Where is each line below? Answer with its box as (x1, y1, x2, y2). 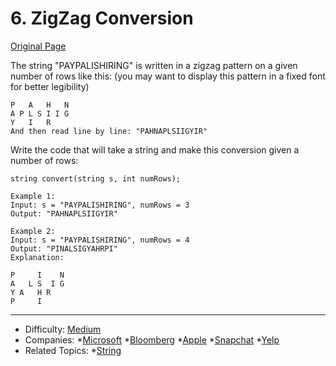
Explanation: (10, 252, 65, 262)
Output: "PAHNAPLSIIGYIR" (10, 208, 118, 219)
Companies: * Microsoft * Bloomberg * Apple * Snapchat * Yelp (24, 333, 280, 346)
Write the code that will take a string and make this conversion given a (10, 143, 300, 156)
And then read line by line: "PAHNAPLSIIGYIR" (10, 126, 208, 136)
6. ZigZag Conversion (10, 7, 194, 30)
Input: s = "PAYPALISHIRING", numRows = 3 (10, 200, 190, 210)
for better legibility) (10, 80, 90, 92)
